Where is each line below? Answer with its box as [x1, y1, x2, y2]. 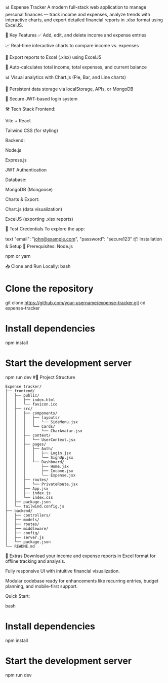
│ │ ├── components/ [5, 411, 58, 416]
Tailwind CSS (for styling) [5, 127, 58, 133]
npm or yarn [5, 253, 31, 259]
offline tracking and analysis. [5, 558, 66, 564]
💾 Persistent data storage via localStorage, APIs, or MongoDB [5, 86, 134, 92]
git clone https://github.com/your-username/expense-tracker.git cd [5, 299, 146, 305]
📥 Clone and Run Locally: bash [5, 263, 71, 269]
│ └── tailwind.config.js [5, 504, 65, 509]
